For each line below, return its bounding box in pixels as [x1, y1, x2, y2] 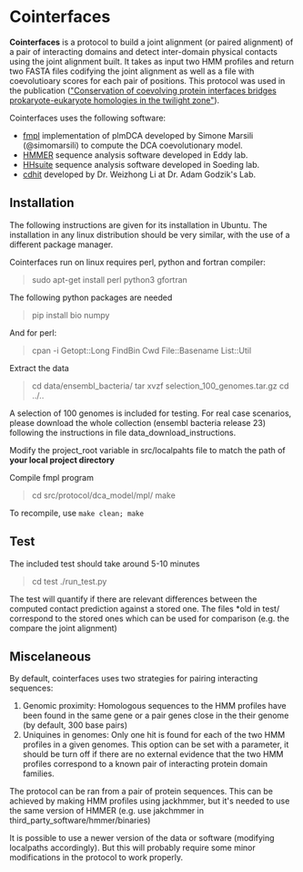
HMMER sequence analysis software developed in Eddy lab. [22, 149, 248, 161]
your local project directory [9, 454, 116, 465]
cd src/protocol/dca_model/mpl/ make [31, 490, 176, 501]
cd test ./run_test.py [31, 576, 107, 587]
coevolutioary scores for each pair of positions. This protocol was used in [9, 75, 286, 86]
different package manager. [9, 239, 114, 250]
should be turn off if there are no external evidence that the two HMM [22, 749, 284, 760]
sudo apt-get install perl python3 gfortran [31, 274, 188, 285]
